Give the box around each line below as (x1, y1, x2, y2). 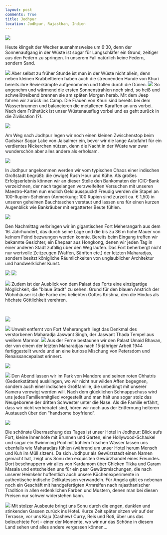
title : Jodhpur (5, 16, 37, 21)
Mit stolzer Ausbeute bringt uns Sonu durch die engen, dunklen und (11, 503, 151, 509)
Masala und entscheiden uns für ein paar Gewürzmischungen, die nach (5, 466, 152, 472)
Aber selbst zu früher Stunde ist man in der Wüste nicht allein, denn (11, 70, 151, 76)
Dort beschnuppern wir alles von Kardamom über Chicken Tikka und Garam (5, 461, 161, 467)
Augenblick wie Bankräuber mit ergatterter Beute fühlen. (5, 204, 121, 210)
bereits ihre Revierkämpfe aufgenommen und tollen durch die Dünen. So (5, 82, 160, 88)
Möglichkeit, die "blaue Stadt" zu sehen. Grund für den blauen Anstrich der (5, 286, 160, 292)
